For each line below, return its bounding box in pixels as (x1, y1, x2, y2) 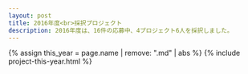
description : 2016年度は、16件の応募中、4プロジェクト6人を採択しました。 (8, 26, 234, 34)
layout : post (8, 11, 52, 20)
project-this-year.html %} (8, 56, 92, 66)
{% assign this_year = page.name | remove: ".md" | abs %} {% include (8, 49, 241, 58)
